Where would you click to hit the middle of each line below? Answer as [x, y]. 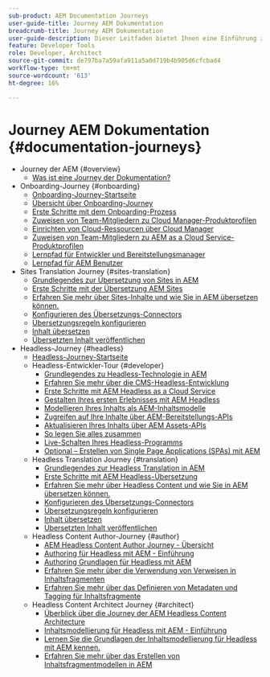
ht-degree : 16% [34, 83]
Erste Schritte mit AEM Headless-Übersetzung [121, 477]
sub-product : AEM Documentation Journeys [79, 16]
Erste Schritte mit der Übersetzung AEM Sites [107, 289]
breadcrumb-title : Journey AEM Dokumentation [86, 31]
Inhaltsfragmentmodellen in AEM [98, 665]
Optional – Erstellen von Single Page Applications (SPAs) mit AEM [152, 451]
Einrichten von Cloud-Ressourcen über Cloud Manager [123, 229]
